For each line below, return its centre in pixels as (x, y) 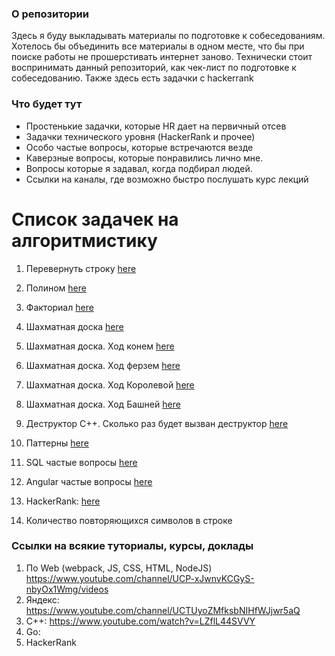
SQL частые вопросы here (81, 462)
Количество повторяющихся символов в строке (129, 520)
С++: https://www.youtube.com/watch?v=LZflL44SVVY (140, 621)
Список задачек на (95, 219)
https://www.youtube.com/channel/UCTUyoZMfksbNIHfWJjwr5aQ (163, 610)
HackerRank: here (63, 501)
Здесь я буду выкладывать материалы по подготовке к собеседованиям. (168, 36)
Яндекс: (42, 599)
